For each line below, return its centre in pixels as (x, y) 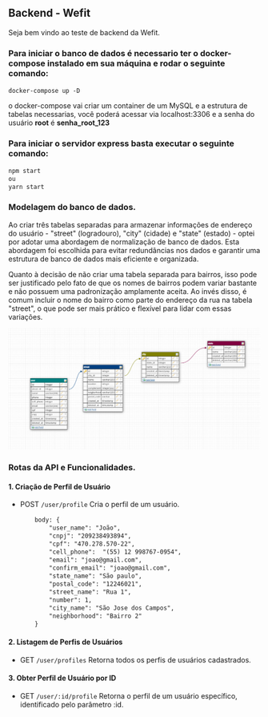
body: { (47, 520)
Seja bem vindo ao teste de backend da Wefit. (84, 32)
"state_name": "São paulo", (96, 576)
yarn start (26, 187)
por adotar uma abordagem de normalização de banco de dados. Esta (124, 242)
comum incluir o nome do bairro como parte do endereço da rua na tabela (130, 300)
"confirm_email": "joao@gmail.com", (110, 568)
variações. (26, 316)
